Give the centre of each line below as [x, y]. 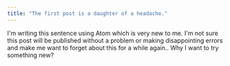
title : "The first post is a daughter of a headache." [87, 13]
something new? [31, 55]
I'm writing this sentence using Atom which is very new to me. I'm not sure [113, 33]
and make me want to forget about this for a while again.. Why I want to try [113, 47]
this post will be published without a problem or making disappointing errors [115, 40]
